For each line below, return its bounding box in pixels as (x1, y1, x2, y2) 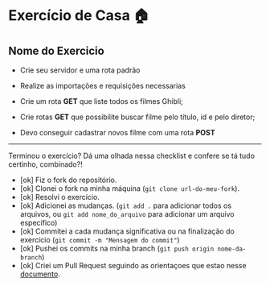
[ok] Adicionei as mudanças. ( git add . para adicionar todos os (19, 201, 231, 210)
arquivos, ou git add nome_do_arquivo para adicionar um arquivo (19, 209, 235, 218)
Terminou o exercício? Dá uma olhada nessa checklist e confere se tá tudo (8, 151, 256, 160)
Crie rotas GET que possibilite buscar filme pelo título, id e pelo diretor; (19, 112, 256, 122)
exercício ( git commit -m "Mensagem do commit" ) (19, 235, 180, 244)
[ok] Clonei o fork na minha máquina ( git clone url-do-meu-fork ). (19, 184, 239, 193)
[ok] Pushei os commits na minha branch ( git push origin (19, 243, 215, 253)
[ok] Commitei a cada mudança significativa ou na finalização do (19, 226, 235, 236)
